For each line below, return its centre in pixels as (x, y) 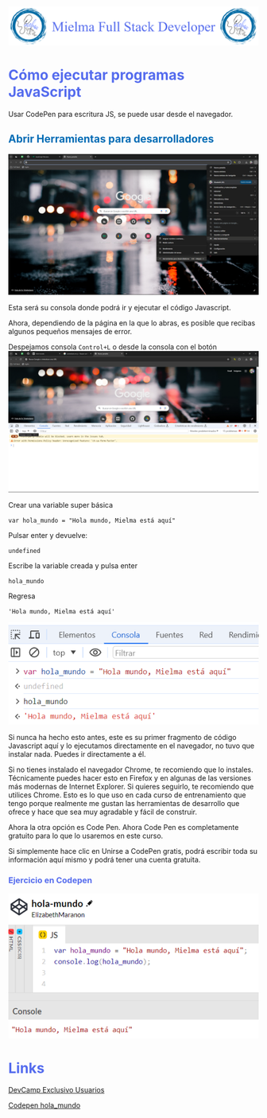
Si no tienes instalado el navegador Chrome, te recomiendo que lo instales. (131, 769)
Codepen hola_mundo (44, 1105)
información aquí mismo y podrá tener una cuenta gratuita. (104, 860)
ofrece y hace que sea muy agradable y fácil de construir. (103, 812)
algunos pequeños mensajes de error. (70, 332)
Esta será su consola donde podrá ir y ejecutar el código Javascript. (120, 308)
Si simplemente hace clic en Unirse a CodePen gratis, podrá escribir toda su (133, 851)
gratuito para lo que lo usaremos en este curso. (86, 836)
